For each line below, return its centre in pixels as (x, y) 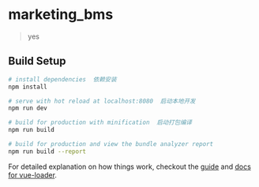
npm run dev (28, 108)
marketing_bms (61, 15)
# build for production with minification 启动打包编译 (100, 123)
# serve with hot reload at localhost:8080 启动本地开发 (102, 101)
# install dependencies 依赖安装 (62, 79)
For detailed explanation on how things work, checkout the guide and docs (129, 166)
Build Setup (37, 61)
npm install (28, 87)
